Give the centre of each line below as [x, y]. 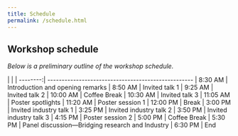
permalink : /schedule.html [47, 21]
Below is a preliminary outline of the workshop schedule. [91, 66]
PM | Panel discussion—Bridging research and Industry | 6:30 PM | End [112, 125]
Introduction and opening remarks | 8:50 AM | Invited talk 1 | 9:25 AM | [110, 87]
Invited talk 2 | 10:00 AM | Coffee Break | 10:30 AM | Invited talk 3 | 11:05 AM [119, 95]
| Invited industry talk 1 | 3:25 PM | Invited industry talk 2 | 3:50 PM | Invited [117, 110]
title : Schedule [31, 14]
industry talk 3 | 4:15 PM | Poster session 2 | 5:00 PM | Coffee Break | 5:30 [117, 118]
